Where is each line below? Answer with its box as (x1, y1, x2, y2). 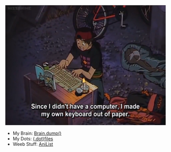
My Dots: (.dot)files (12, 136, 53, 142)
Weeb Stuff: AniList (12, 141, 53, 147)
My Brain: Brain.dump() (12, 130, 62, 137)
